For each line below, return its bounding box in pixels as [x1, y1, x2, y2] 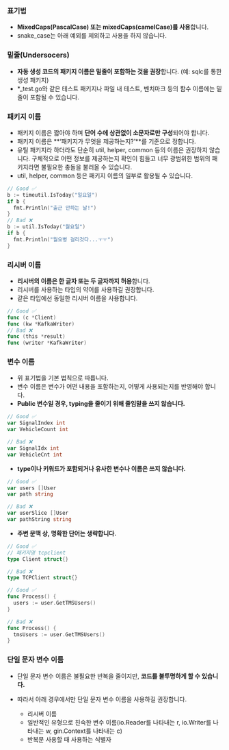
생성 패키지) [16, 75, 49, 84]
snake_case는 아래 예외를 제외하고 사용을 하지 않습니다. [16, 32, 167, 40]
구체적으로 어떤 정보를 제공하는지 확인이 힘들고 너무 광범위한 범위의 [31, 154, 211, 162]
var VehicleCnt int [7, 451, 63, 458]
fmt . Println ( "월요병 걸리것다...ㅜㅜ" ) [13, 236, 114, 243]
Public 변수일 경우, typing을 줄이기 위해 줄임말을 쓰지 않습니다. [16, 400, 186, 408]
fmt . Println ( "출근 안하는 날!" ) [13, 204, 97, 211]
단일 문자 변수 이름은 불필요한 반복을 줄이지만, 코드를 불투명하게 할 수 [16, 672, 200, 680]
